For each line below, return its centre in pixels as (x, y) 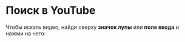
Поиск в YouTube (51, 10)
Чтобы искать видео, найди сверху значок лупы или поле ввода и (92, 27)
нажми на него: (26, 33)
